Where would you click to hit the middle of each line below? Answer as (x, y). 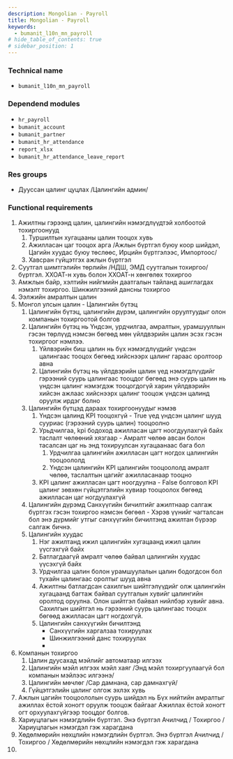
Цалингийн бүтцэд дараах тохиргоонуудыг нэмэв (102, 408)
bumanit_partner (42, 134)
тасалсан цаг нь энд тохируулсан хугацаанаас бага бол (122, 445)
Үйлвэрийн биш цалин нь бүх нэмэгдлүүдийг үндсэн (117, 349)
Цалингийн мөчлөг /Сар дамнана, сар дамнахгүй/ (103, 683)
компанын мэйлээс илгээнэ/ (71, 675)
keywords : (22, 27)
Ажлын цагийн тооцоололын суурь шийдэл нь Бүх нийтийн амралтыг (121, 698)
